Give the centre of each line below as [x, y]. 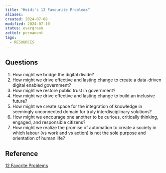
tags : [11, 38]
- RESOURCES [22, 42]
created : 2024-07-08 [27, 19]
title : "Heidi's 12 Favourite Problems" [48, 10]
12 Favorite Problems [27, 166]
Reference [22, 153]
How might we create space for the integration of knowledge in [77, 106]
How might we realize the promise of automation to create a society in [84, 127]
